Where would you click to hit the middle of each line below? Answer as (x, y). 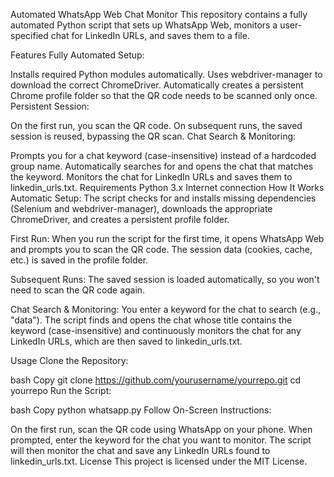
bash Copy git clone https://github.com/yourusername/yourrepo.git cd (155, 380)
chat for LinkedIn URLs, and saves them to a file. (150, 35)
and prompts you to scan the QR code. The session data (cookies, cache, (161, 249)
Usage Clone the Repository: (69, 360)
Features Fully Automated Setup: (77, 55)
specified (29, 35)
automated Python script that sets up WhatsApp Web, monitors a (144, 25)
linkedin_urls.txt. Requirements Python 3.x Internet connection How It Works (167, 187)
